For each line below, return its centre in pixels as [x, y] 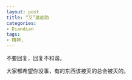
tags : [13, 35]
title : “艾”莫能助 [28, 18]
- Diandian [20, 29]
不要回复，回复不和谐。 [36, 58]
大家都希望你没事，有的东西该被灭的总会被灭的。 [68, 71]
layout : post [23, 12]
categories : [21, 23]
